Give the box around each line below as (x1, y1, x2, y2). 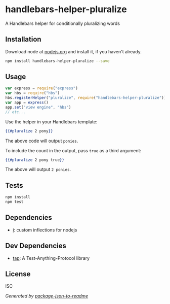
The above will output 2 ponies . (5, 166, 71, 173)
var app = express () (5, 100, 49, 105)
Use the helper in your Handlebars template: (5, 118, 98, 125)
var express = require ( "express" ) (5, 86, 78, 91)
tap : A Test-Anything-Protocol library (12, 255, 90, 261)
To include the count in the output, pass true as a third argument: (5, 147, 142, 153)
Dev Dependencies (5, 242, 67, 250)
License (5, 270, 31, 279)
